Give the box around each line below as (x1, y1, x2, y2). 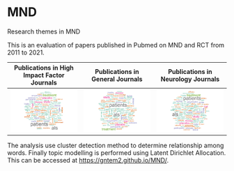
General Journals (91, 75, 143, 83)
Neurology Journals (160, 75, 220, 83)
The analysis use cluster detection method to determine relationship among (7, 141, 224, 149)
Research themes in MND (7, 27, 81, 36)
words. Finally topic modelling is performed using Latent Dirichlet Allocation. (7, 148, 226, 157)
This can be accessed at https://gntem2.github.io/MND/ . (7, 156, 169, 164)
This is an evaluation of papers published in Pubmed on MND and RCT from (7, 40, 225, 49)
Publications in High (13, 64, 75, 72)
